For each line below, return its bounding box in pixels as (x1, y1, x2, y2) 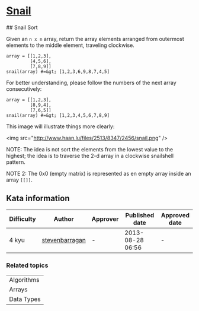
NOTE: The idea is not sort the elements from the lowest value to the (6, 145, 174, 153)
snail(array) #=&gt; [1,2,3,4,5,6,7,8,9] (6, 112, 110, 118)
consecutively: (6, 85, 42, 93)
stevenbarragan (41, 236, 86, 244)
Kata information (6, 193, 70, 204)
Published (125, 211, 155, 219)
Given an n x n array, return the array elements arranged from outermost (6, 35, 185, 42)
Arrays (9, 285, 28, 294)
